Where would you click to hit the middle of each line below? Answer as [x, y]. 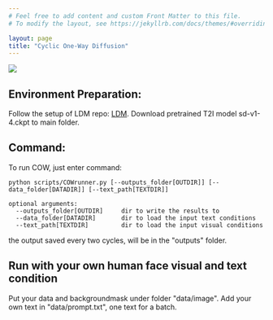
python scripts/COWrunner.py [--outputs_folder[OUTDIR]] [107, 182]
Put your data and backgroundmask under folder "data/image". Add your [130, 298]
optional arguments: [43, 204]
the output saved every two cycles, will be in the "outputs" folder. [118, 240]
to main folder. [55, 122]
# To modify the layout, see [58, 24]
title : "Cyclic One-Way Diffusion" [69, 46]
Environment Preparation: [75, 94]
